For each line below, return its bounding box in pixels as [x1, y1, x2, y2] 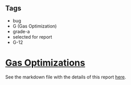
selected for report [12, 34, 53, 40]
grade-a [12, 28, 30, 35]
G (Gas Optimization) [12, 23, 57, 29]
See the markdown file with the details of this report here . [5, 74, 126, 80]
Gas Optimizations [5, 57, 86, 68]
